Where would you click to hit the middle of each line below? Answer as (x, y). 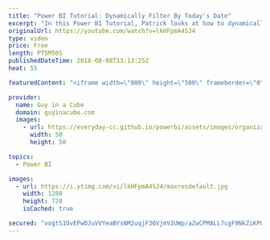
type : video (28, 38)
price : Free (28, 46)
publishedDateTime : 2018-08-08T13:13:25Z (79, 61)
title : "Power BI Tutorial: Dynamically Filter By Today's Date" (120, 16)
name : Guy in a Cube (50, 105)
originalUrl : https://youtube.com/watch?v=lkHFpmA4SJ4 (102, 31)
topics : (21, 157)
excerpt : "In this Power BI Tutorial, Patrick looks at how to (117, 23)
